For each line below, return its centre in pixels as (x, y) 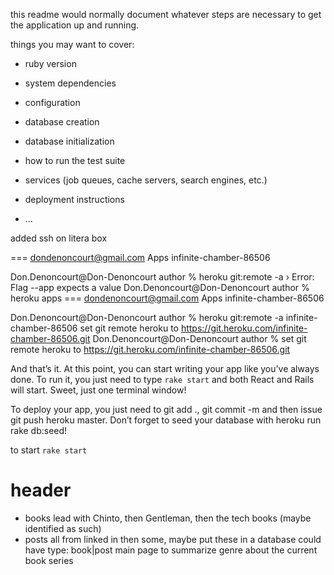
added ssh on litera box (59, 238)
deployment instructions (74, 199)
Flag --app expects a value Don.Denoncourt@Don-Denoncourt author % (160, 287)
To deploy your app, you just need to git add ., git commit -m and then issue (166, 409)
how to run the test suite (75, 160)
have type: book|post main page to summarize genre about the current (171, 550)
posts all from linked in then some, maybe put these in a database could (173, 539)
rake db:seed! (39, 430)
